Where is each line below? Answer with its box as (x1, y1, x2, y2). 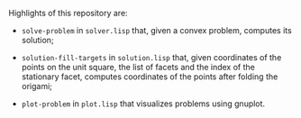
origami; (21, 81, 53, 91)
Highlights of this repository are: (8, 8, 128, 18)
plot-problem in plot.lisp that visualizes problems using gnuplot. (21, 98, 266, 109)
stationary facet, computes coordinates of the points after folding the (21, 71, 278, 82)
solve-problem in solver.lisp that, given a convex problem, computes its (21, 25, 292, 35)
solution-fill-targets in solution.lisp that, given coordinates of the (21, 52, 282, 62)
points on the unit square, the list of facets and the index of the (21, 62, 256, 72)
